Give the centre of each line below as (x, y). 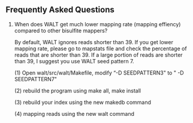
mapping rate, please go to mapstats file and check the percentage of (100, 48)
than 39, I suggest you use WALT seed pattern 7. (74, 61)
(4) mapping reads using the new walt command (74, 113)
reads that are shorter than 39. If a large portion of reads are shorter (99, 55)
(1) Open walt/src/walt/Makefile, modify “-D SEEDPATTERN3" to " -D (99, 73)
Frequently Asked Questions (60, 10)
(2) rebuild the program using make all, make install (78, 90)
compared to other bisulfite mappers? (61, 30)
